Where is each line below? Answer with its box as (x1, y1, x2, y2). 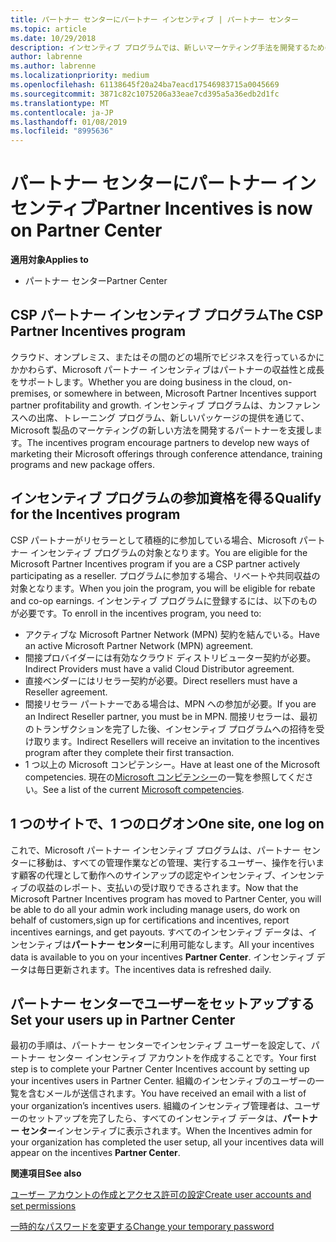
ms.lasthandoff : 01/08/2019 (10, 117, 128, 127)
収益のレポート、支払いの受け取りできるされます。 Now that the (36, 881, 299, 893)
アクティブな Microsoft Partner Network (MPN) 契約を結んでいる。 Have (24, 628, 320, 640)
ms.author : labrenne (10, 61, 97, 71)
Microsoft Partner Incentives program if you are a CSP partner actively (10, 557, 301, 570)
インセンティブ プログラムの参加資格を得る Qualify (10, 490, 322, 507)
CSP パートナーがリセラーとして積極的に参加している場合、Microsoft (10, 534, 297, 546)
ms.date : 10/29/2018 (10, 33, 97, 43)
